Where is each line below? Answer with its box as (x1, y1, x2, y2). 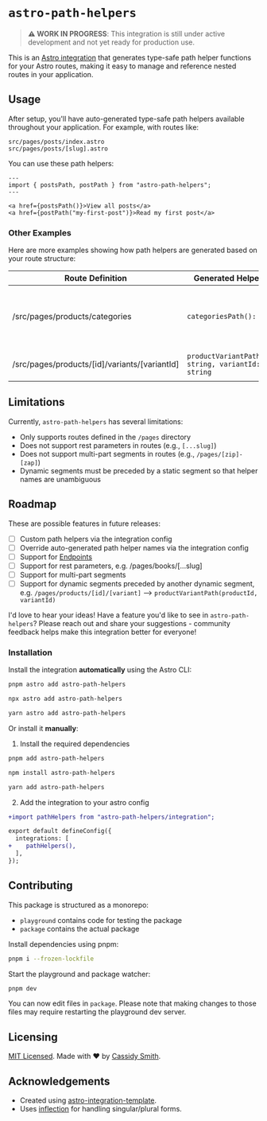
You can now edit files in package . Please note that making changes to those (8, 998, 257, 1008)
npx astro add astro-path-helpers (8, 695, 123, 703)
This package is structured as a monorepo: (8, 900, 149, 909)
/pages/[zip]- (195, 450, 243, 458)
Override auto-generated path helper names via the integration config (19, 543, 249, 552)
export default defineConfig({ (8, 827, 112, 835)
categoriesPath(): (186, 312, 257, 321)
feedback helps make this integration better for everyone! (8, 627, 197, 637)
